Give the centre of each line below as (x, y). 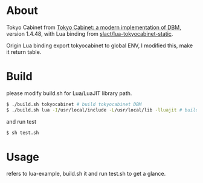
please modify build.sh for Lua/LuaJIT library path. (69, 93)
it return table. (24, 52)
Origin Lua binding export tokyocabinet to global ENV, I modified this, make (100, 45)
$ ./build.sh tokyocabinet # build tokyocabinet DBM (74, 104)
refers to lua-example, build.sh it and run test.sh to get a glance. (86, 174)
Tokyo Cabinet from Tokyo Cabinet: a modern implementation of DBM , (94, 27)
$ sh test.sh (23, 133)
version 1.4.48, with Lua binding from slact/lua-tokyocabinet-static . (90, 33)
